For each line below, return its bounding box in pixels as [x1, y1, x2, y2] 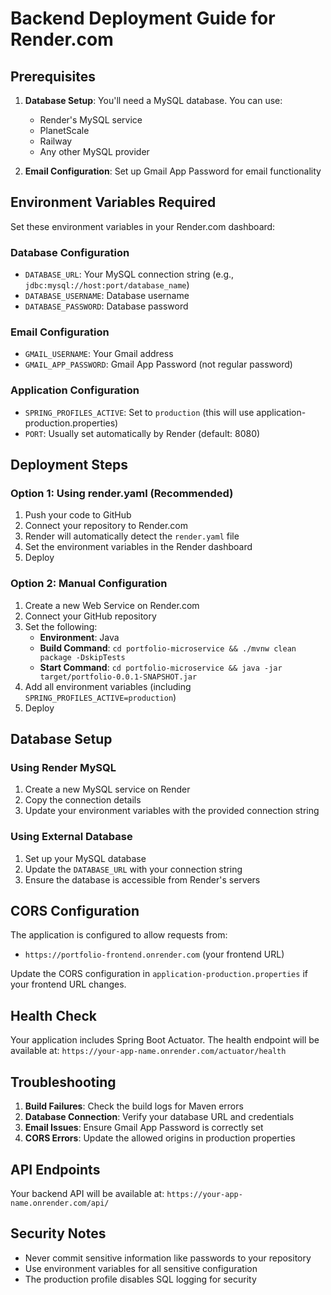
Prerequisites [10, 68, 96, 85]
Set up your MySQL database [24, 852, 147, 864]
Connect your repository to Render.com [24, 520, 189, 532]
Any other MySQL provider [39, 146, 150, 157]
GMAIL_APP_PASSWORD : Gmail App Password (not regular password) [24, 358, 293, 371]
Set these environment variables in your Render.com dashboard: [10, 220, 276, 232]
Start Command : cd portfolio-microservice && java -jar [39, 661, 283, 673]
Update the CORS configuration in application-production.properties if [10, 968, 308, 980]
